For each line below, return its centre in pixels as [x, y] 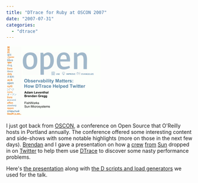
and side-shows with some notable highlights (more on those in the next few [99, 138]
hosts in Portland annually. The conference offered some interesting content [99, 132]
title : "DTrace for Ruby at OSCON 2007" [57, 12]
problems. [18, 157]
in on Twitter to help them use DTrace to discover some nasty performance [98, 151]
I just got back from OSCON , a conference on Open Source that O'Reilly [94, 126]
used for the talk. [27, 175]
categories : [21, 25]
